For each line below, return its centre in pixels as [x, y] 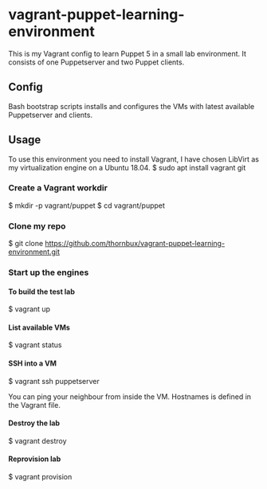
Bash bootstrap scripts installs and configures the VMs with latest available [132, 106]
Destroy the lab [34, 423]
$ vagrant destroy [37, 440]
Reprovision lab [35, 459]
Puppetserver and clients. [51, 115]
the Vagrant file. [35, 405]
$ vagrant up [29, 309]
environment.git [34, 252]
